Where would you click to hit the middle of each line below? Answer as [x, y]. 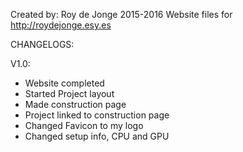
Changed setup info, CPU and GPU [97, 136]
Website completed [64, 83]
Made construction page [75, 104]
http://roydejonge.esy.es [61, 25]
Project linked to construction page [97, 115]
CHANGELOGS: [42, 44]
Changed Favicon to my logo [84, 125]
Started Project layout [69, 93]
